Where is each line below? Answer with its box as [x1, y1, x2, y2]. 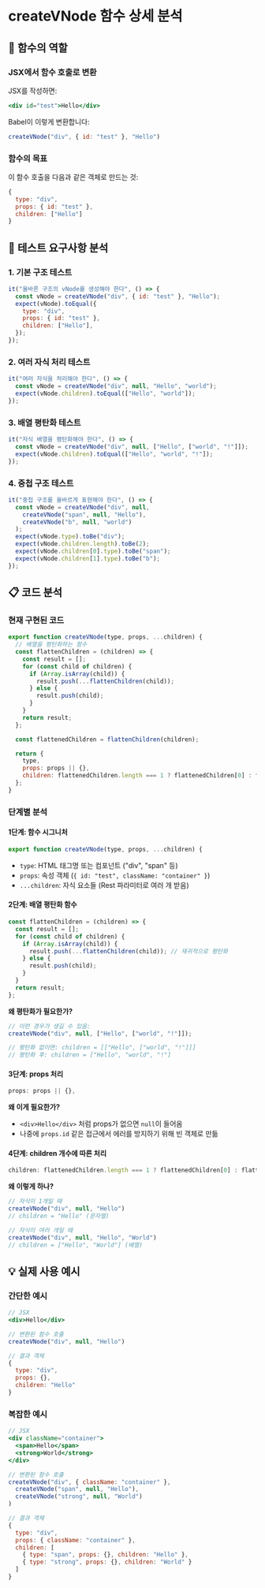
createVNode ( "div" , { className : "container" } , [8, 1478, 171, 1486]
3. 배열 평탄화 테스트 [8, 417, 81, 428]
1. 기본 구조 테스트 [8, 267, 73, 278]
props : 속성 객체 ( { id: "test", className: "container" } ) [19, 870, 211, 880]
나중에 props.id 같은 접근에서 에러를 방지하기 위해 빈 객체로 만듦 [19, 1129, 218, 1139]
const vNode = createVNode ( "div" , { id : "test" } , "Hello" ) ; [15, 293, 221, 300]
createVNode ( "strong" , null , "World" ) [15, 1493, 144, 1500]
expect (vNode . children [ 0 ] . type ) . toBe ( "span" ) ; [15, 547, 171, 555]
